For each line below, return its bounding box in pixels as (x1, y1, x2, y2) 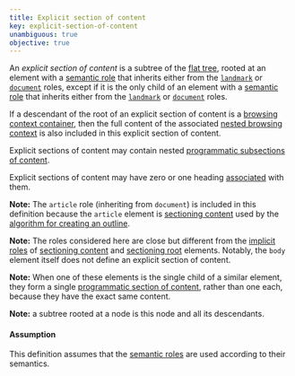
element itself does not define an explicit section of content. (9, 255, 231, 266)
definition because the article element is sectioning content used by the (9, 208, 280, 220)
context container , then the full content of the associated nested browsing (9, 118, 282, 129)
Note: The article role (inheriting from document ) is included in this (9, 199, 257, 210)
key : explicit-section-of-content (9, 22, 139, 31)
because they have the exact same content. (9, 291, 171, 302)
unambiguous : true (9, 30, 78, 39)
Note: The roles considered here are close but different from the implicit (9, 235, 276, 247)
